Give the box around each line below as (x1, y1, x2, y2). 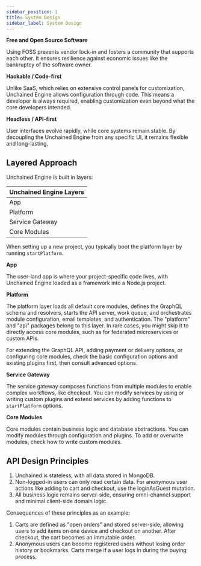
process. (14, 553, 37, 560)
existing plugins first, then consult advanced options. (6, 359, 138, 367)
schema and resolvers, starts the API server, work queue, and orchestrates (6, 309, 192, 317)
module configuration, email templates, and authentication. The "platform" (6, 315, 191, 323)
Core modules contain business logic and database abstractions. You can (6, 425, 188, 433)
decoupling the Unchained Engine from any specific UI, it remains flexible (6, 133, 188, 141)
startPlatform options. (6, 402, 63, 410)
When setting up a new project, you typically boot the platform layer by (6, 243, 182, 251)
